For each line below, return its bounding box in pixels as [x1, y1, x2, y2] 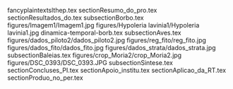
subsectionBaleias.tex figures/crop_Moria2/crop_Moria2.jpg [7, 51, 182, 59]
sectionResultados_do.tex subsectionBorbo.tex [7, 13, 144, 22]
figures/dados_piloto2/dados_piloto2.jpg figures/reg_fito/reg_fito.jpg [7, 36, 207, 44]
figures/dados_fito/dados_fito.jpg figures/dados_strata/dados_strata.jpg [7, 44, 217, 52]
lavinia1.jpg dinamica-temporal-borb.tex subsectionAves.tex [7, 28, 181, 37]
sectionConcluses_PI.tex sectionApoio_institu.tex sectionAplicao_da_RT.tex [7, 66, 227, 74]
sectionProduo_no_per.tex [7, 73, 83, 82]
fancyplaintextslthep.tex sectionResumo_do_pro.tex [7, 6, 157, 14]
